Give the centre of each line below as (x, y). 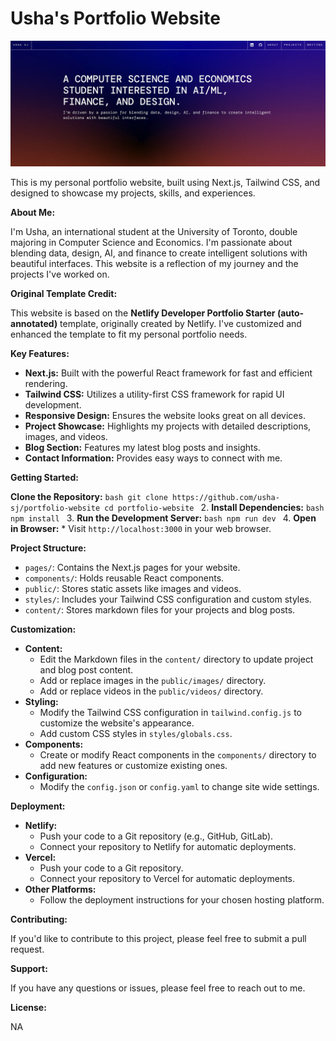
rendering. (46, 383)
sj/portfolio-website (55, 508)
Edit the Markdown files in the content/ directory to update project (176, 659)
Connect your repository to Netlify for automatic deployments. (168, 846)
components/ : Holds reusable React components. (124, 578)
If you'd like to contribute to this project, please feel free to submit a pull (158, 938)
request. (27, 949)
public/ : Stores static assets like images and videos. (133, 588)
